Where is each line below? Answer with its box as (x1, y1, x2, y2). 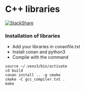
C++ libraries (5, 3, 60, 15)
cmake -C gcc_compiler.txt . (5, 77, 65, 82)
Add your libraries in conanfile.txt (12, 44, 81, 50)
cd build (5, 68, 23, 73)
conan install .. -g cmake (5, 73, 61, 78)
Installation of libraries (5, 32, 60, 39)
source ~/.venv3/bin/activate (5, 64, 68, 69)
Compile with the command (12, 54, 69, 60)
